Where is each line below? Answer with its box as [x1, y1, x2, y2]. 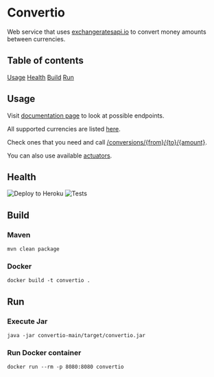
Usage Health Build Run [7, 73, 74, 81]
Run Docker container [7, 347, 82, 357]
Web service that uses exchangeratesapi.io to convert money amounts [7, 28, 207, 36]
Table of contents [7, 55, 84, 67]
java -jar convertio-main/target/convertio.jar [7, 332, 146, 339]
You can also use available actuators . [7, 151, 112, 160]
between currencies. [7, 34, 66, 43]
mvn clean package [7, 246, 60, 252]
